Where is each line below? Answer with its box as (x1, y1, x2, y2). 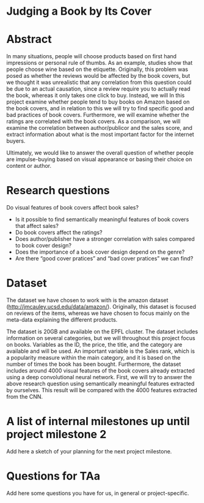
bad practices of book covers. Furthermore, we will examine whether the (6, 112, 189, 119)
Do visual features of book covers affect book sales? (6, 204, 139, 211)
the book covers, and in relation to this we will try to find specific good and (6, 105, 194, 112)
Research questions (6, 184, 110, 197)
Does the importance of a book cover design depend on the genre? (15, 248, 185, 255)
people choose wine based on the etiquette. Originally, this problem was (6, 66, 188, 73)
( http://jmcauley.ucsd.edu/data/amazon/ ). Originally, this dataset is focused (6, 303, 197, 310)
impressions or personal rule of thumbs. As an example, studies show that (6, 59, 193, 67)
